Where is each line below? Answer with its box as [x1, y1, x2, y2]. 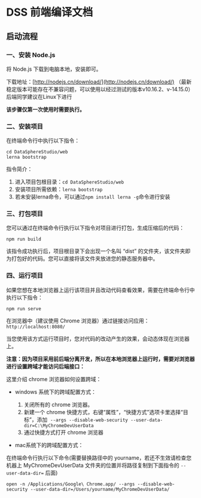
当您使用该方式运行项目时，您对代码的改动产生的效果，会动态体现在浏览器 [6, 335, 190, 342]
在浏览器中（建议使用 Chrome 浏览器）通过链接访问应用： [6, 317, 150, 324]
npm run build [6, 236, 42, 243]
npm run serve [6, 306, 42, 312]
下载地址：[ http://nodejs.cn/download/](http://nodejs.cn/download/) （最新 [6, 78, 192, 85]
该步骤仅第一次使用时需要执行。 [6, 105, 85, 113]
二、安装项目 [6, 122, 44, 131]
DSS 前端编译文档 [6, 5, 93, 19]
